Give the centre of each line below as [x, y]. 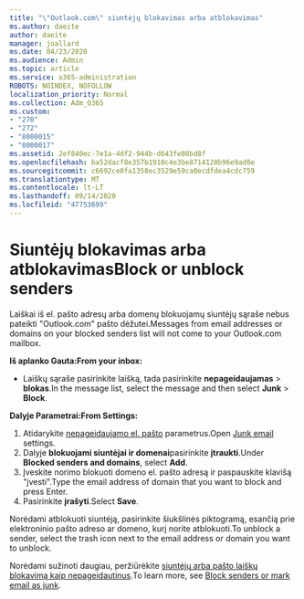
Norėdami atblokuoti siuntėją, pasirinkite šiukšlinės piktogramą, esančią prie [152, 519]
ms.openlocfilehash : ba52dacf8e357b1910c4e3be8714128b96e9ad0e [132, 162]
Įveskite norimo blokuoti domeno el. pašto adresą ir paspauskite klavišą [157, 472]
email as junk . [35, 584]
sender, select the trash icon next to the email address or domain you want [150, 538]
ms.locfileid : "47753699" [58, 205]
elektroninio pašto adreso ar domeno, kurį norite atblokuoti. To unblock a [145, 528]
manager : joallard [44, 43]
